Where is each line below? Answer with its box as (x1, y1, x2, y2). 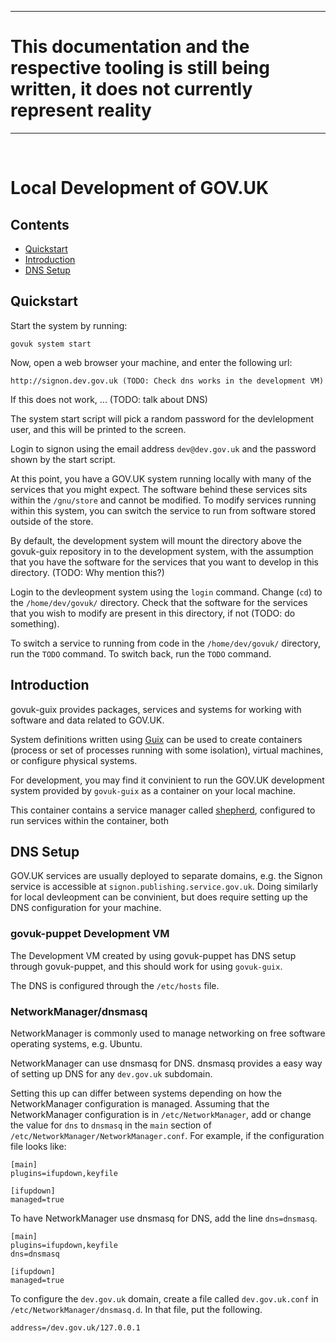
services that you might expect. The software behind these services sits (10, 483, 308, 495)
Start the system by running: (10, 319, 128, 331)
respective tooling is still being (10, 57, 270, 80)
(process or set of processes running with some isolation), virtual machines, (10, 744, 324, 756)
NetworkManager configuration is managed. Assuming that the (10, 1097, 270, 1110)
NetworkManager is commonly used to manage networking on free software (10, 1027, 326, 1039)
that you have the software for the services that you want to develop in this (10, 556, 319, 568)
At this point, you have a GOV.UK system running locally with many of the (10, 472, 312, 485)
